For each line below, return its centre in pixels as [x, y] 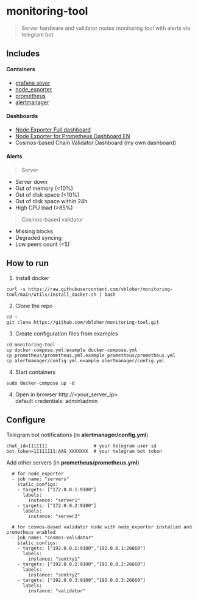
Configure [26, 420]
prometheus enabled [31, 532]
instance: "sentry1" [54, 559]
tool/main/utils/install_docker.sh [51, 294]
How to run [28, 263]
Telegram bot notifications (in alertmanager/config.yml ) [77, 435]
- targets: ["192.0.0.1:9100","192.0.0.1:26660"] [82, 548]
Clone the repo [34, 306]
